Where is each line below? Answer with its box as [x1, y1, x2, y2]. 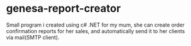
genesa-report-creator [6, 2, 121, 15]
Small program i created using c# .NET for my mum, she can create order [6, 21, 185, 28]
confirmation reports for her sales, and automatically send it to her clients [6, 27, 185, 34]
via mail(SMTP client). [6, 34, 60, 41]
